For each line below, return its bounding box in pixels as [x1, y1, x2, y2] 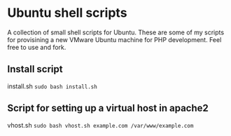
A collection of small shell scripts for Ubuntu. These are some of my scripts [7, 28, 225, 36]
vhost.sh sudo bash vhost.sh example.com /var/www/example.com [7, 121, 194, 129]
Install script [7, 63, 63, 75]
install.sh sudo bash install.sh [7, 82, 98, 90]
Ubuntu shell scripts [7, 5, 127, 21]
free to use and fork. [7, 43, 66, 51]
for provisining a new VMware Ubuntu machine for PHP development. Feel [7, 35, 222, 43]
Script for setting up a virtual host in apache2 [7, 102, 209, 114]
